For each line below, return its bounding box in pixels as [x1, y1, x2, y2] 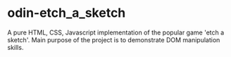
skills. [7, 43, 24, 51]
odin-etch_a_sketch [7, 5, 126, 21]
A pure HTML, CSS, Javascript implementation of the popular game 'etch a [7, 28, 225, 37]
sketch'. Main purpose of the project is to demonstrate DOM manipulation [7, 35, 220, 44]
